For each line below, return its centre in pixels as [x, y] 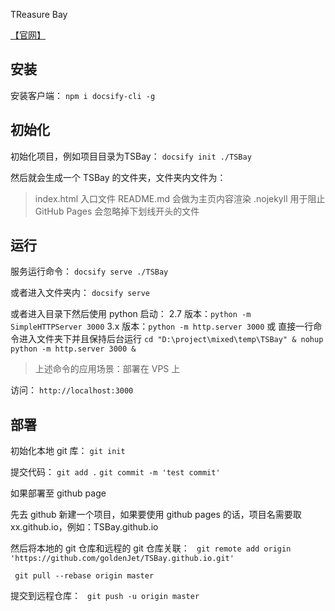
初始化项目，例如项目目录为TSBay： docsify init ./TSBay [131, 156]
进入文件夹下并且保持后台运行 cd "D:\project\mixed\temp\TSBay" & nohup [171, 339]
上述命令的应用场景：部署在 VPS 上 [107, 369]
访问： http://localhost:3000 [72, 390]
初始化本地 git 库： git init [68, 451]
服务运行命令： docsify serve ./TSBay [89, 271]
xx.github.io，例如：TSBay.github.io [84, 527]
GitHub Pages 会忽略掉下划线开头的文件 [117, 211]
